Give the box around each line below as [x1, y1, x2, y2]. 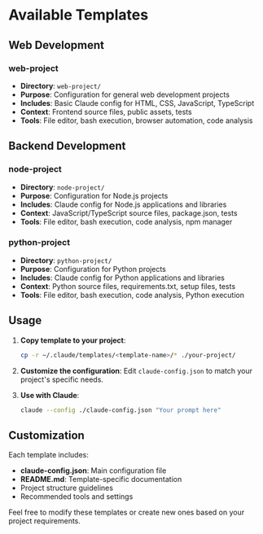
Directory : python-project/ [20, 255, 112, 265]
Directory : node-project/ [20, 182, 105, 192]
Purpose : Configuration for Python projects [20, 264, 167, 274]
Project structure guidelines [20, 483, 114, 493]
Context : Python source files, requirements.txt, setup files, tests [20, 281, 236, 291]
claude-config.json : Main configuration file [20, 466, 167, 475]
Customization [8, 428, 85, 442]
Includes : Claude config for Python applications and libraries [20, 273, 226, 282]
